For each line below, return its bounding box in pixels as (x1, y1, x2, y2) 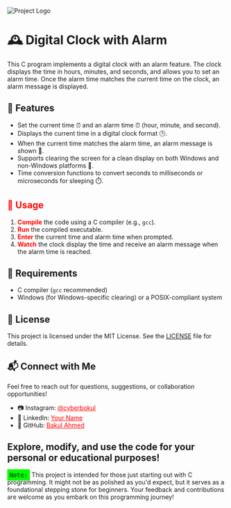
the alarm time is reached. (17, 247, 92, 255)
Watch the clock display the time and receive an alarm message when (17, 240, 219, 248)
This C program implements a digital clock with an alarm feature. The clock (7, 60, 222, 68)
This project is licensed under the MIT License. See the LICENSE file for (7, 332, 212, 340)
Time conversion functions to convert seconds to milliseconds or (17, 168, 203, 177)
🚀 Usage (7, 199, 44, 212)
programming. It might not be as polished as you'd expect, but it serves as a (7, 477, 225, 486)
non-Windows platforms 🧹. (17, 161, 94, 170)
